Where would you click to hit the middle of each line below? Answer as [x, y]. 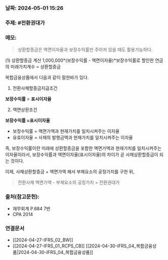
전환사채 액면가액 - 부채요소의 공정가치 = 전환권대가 [69, 183]
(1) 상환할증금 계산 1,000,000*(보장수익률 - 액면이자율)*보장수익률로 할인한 [79, 60]
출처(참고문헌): [22, 197]
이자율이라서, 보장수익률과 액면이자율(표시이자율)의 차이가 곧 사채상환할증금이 [82, 155]
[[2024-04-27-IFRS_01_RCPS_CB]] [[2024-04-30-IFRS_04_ [74, 246]
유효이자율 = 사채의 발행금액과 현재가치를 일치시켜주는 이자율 [73, 138]
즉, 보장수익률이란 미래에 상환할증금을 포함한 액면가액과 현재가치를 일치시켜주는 [83, 148]
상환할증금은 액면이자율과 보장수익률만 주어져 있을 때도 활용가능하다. [85, 50]
